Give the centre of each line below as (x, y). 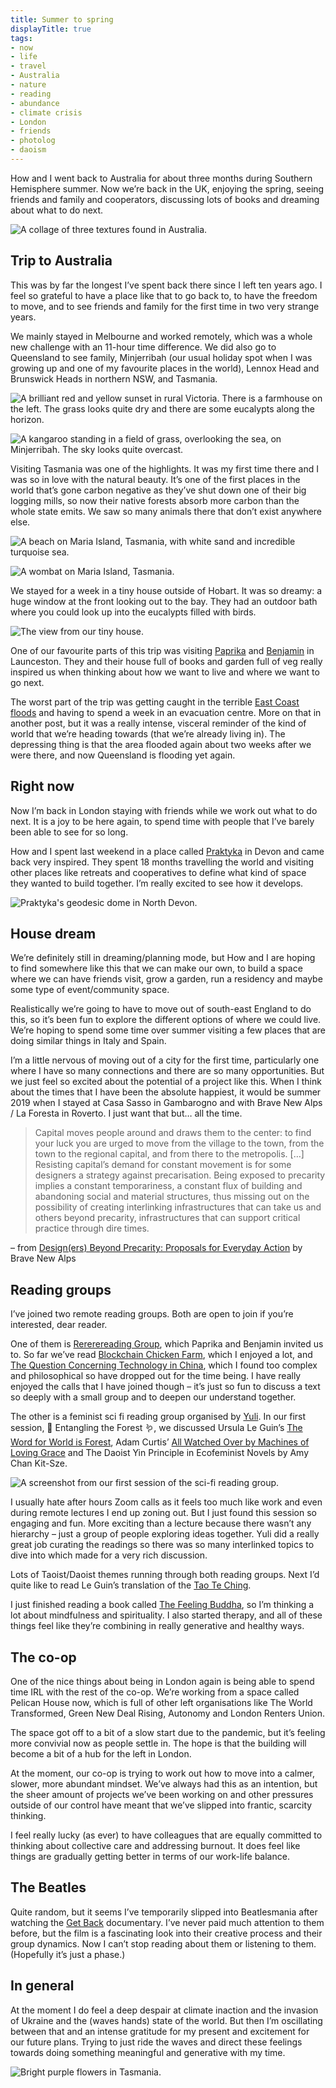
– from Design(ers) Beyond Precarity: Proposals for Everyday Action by (156, 1248)
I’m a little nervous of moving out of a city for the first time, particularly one (165, 1060)
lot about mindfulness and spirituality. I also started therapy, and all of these (166, 1615)
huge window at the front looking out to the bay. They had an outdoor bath (164, 601)
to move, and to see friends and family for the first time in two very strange (165, 306)
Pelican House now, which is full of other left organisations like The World (161, 1702)
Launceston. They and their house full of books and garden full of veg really (166, 661)
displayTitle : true (51, 29)
